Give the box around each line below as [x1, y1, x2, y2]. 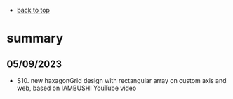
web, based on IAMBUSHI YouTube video [16, 84, 137, 92]
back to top [16, 6, 51, 14]
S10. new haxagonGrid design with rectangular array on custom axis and [16, 77, 227, 84]
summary [6, 31, 64, 46]
